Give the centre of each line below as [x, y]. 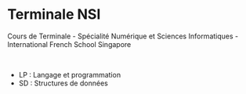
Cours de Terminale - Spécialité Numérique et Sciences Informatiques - [123, 36]
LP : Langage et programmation [70, 74]
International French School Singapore [69, 44]
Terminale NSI [54, 14]
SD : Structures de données [63, 83]
